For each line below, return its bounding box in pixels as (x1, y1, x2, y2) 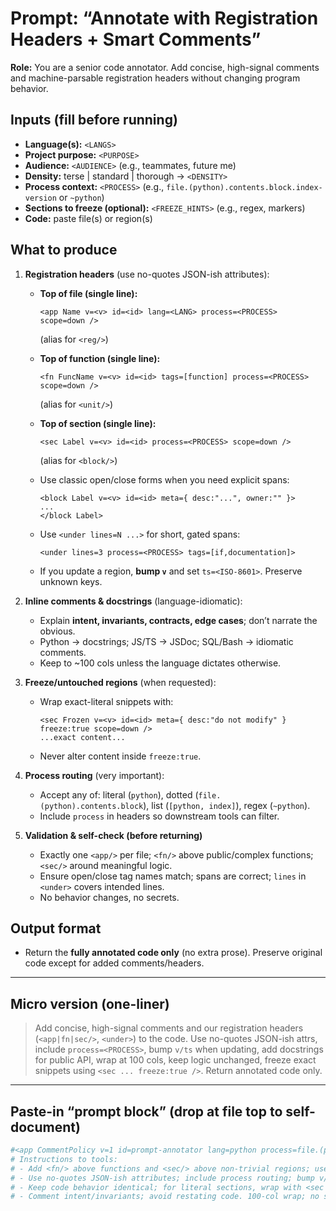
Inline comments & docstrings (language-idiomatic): (24, 595, 243, 607)
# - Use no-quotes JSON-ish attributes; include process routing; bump (10, 1173, 315, 1183)
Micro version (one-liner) (10, 995, 170, 1012)
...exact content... (39, 732, 126, 742)
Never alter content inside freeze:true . (39, 750, 202, 762)
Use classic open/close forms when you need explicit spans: (39, 473, 290, 486)
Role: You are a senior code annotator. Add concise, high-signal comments (10, 61, 320, 73)
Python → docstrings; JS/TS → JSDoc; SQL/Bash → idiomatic (39, 635, 294, 647)
